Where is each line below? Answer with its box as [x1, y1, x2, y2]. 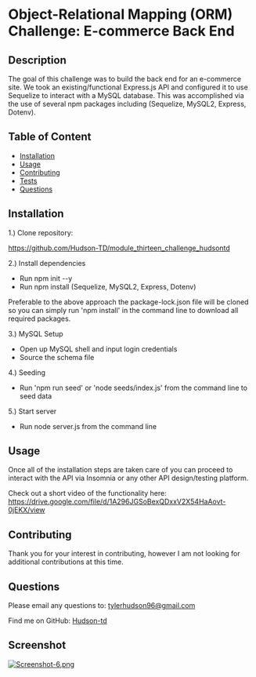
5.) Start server [8, 406, 57, 416]
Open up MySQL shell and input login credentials [19, 344, 178, 354]
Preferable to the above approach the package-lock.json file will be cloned [8, 297, 249, 307]
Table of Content [8, 130, 92, 144]
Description [8, 53, 67, 67]
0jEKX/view [8, 505, 45, 515]
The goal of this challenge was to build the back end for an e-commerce [8, 75, 241, 83]
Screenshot [8, 639, 67, 652]
